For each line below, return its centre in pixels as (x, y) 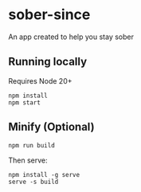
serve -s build (33, 182)
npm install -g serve (44, 174)
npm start (25, 102)
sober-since (49, 15)
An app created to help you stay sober (71, 37)
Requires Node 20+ (40, 80)
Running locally (48, 62)
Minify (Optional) (51, 127)
